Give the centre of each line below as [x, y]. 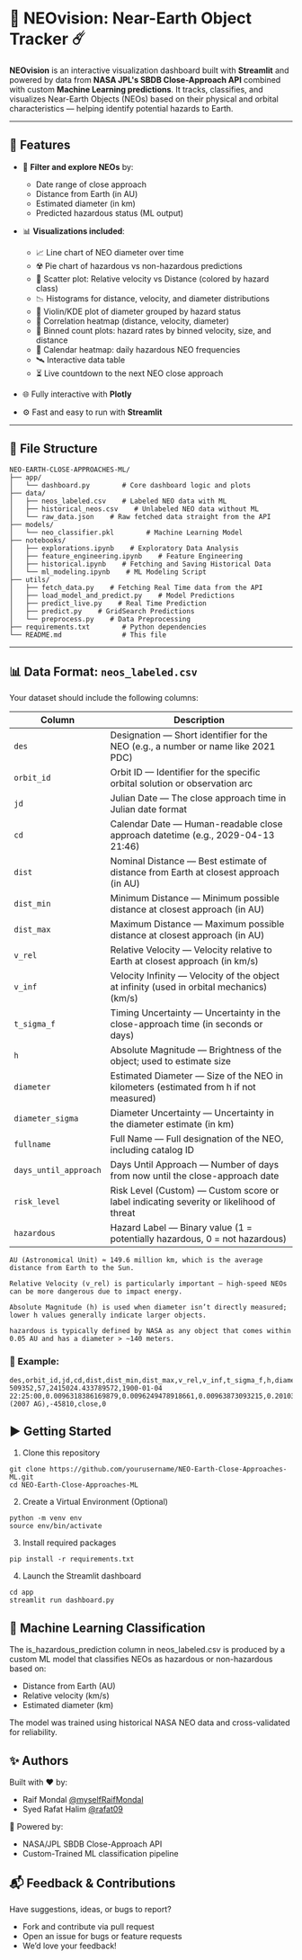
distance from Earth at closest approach [195, 873]
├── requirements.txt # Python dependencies [108, 627]
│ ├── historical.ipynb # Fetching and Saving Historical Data [140, 564]
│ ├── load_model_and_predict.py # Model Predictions [122, 595]
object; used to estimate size [171, 1061]
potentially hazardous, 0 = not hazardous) [199, 1239]
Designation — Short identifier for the [189, 735]
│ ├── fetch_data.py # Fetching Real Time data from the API [136, 587]
